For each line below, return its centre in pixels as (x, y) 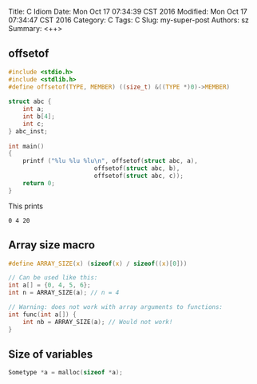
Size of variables (51, 354)
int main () (26, 146)
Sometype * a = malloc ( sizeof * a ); (66, 373)
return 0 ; (39, 183)
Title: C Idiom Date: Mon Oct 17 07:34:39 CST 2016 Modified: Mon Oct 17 (128, 12)
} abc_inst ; (28, 131)
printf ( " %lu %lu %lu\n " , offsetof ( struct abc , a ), (110, 161)
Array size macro (52, 245)
